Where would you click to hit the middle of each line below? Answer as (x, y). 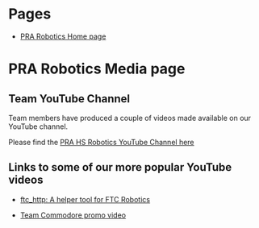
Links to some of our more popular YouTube (120, 167)
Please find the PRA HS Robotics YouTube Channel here (102, 142)
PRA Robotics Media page (97, 69)
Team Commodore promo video (73, 215)
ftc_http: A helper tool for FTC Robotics (85, 199)
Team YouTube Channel (69, 99)
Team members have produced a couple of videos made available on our (130, 118)
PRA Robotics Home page (63, 36)
